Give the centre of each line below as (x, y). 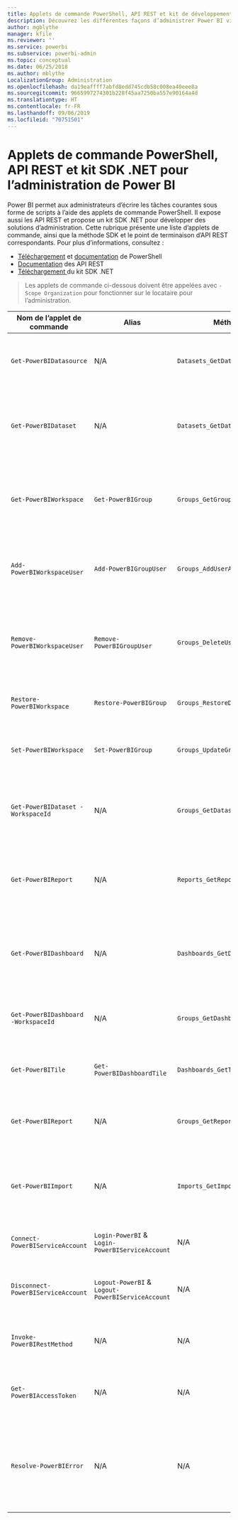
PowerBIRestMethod (42, 1344)
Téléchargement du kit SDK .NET (66, 271)
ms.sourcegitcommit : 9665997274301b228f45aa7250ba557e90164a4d (103, 93)
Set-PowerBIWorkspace (47, 750)
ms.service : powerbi (38, 47)
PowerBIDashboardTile (130, 1073)
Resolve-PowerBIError (47, 1466)
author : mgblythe (33, 27)
